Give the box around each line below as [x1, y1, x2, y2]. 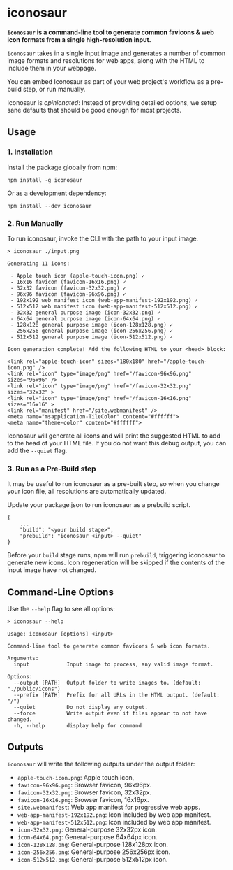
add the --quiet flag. [7, 446, 68, 455]
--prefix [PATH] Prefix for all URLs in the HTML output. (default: [13, 692, 220, 699]
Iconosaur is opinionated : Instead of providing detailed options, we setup [7, 98, 218, 106]
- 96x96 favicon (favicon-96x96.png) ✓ [10, 290, 127, 298]
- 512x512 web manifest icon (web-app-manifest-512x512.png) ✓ [10, 303, 198, 310]
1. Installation [7, 147, 54, 157]
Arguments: [7, 655, 39, 662]
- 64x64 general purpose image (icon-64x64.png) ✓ [10, 315, 160, 322]
